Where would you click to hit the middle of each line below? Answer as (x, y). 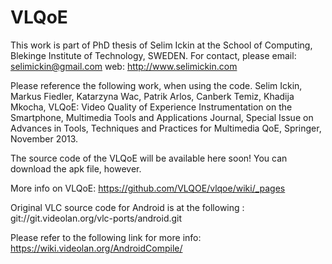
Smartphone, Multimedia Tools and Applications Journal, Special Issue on (162, 117)
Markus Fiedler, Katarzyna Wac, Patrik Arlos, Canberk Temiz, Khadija (152, 96)
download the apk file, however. (76, 168)
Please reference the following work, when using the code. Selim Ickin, (156, 85)
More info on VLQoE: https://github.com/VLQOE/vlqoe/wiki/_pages (148, 188)
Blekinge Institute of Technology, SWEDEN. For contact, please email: (153, 55)
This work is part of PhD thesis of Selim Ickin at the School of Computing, (161, 45)
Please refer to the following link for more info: (106, 237)
